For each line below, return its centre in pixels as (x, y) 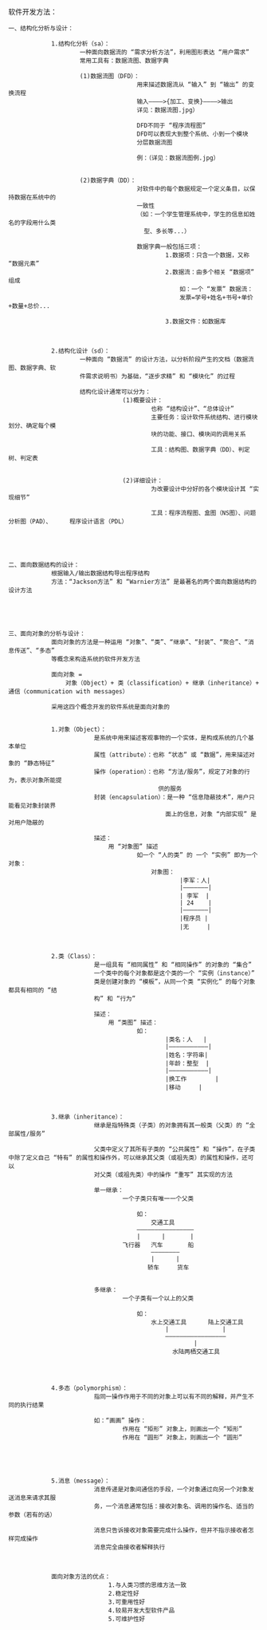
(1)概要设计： (143, 401)
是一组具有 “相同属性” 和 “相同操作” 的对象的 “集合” (173, 965)
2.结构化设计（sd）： (80, 351)
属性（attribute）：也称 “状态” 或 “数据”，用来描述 (171, 755)
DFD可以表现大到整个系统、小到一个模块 (192, 134)
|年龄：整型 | (187, 1064)
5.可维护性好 (127, 1619)
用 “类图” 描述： (133, 1023)
